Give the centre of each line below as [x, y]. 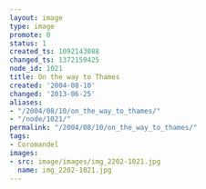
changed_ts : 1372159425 [55, 60]
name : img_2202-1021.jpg [65, 170]
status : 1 [28, 43]
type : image [32, 26]
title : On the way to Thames [65, 77]
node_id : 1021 [36, 69]
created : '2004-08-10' [52, 85]
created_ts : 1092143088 [55, 52]
